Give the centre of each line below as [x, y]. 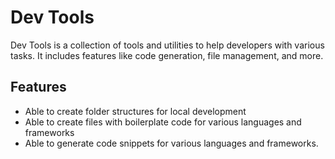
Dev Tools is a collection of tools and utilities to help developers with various [167, 45]
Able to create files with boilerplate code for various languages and [163, 122]
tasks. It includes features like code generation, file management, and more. [167, 55]
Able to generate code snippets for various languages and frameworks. [171, 143]
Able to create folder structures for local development [135, 111]
